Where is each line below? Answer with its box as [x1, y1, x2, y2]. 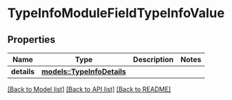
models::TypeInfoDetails [41, 66, 126, 76]
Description [133, 55, 174, 64]
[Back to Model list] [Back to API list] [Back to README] [7, 85, 171, 94]
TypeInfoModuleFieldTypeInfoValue [7, 5, 225, 21]
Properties [7, 34, 56, 46]
